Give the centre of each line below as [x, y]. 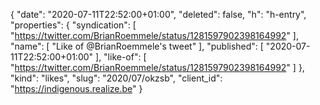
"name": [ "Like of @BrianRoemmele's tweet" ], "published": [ [137, 46]
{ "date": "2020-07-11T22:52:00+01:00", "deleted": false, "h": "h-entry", [158, 14]
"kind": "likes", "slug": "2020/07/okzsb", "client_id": [116, 78]
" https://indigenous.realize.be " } [76, 88]
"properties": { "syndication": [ [73, 25]
